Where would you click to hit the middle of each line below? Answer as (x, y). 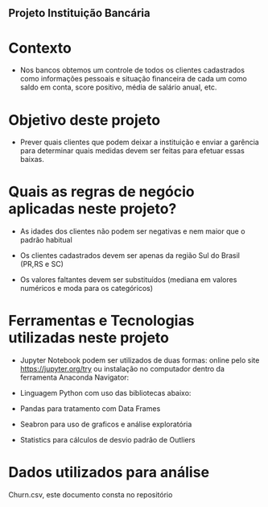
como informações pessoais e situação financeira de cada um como (133, 79)
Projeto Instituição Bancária (79, 13)
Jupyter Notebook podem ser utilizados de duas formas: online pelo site (140, 360)
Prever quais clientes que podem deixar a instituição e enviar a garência (139, 142)
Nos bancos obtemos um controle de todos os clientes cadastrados (132, 70)
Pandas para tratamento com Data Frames (90, 409)
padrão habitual (46, 240)
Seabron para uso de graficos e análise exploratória (106, 424)
